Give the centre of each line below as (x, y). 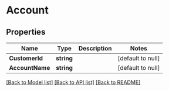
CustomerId (26, 58)
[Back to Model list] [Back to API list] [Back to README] (73, 82)
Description (95, 48)
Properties (26, 32)
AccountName (30, 68)
